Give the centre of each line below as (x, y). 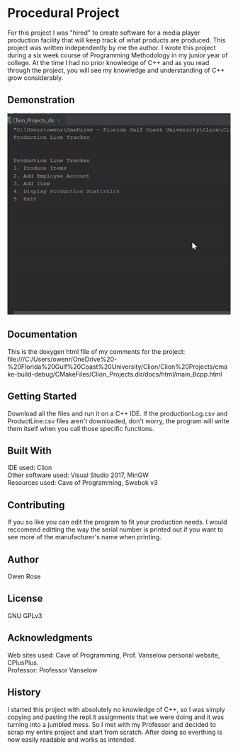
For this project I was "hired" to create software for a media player (104, 33)
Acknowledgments (50, 638)
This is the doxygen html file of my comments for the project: (96, 351)
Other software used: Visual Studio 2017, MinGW (78, 475)
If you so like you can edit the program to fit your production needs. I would (117, 522)
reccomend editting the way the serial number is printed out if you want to (115, 529)
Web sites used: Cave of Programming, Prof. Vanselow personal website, (114, 655)
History (24, 693)
